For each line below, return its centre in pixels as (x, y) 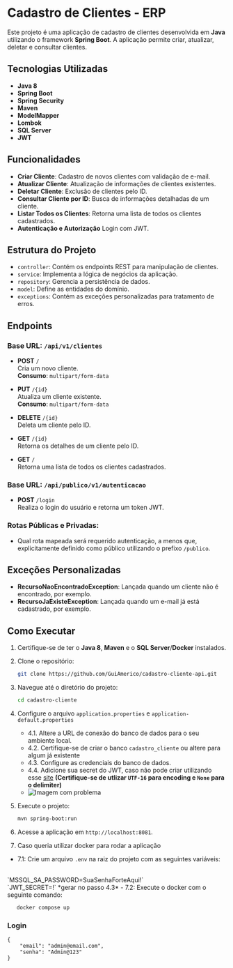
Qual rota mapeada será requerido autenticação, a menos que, (107, 540)
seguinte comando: (35, 895)
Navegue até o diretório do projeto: (67, 688)
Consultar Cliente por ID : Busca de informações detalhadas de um (113, 198)
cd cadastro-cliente (47, 700)
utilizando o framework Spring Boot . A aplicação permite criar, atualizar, (111, 39)
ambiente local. (49, 741)
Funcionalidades (44, 159)
